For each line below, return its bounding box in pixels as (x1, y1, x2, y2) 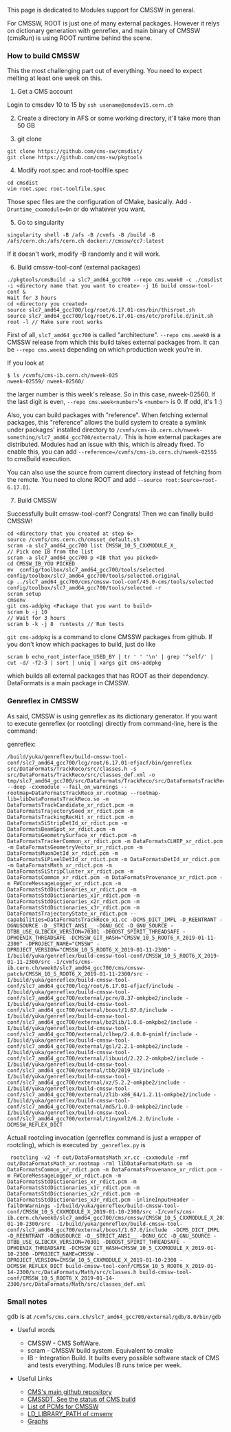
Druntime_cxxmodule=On (7, 206, 72, 213)
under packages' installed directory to (7, 425, 115, 434)
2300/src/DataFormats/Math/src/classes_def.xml (7, 1280, 146, 1288)
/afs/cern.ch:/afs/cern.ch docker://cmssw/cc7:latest (7, 238, 165, 245)
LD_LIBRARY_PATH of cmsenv (27, 1409, 113, 1418)
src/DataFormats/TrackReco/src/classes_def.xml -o (7, 772, 155, 778)
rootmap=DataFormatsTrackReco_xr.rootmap (7, 789, 128, 796)
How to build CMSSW (7, 51, 80, 61)
